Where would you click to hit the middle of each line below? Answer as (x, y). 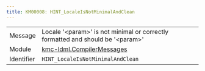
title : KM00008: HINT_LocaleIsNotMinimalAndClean (71, 12)
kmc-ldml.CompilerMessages (85, 49)
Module (20, 49)
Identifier (22, 59)
